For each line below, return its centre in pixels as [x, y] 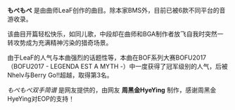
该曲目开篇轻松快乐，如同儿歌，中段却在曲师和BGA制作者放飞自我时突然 [112, 34]
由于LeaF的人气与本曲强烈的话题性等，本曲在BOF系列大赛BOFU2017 [107, 57]
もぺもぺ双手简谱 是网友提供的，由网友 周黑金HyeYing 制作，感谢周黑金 [112, 90]
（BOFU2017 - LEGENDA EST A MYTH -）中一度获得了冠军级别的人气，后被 [118, 66]
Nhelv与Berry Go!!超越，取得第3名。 [60, 75]
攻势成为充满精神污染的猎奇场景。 [63, 43]
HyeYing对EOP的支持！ [41, 99]
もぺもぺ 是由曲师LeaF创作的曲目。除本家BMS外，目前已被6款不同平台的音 [116, 10]
